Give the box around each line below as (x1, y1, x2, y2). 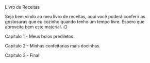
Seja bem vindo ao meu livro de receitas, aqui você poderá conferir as (5, 14, 146, 19)
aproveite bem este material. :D (5, 24, 68, 30)
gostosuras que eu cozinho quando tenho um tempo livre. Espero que (5, 19, 145, 24)
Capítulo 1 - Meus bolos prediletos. (5, 34, 75, 39)
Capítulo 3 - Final (5, 52, 40, 58)
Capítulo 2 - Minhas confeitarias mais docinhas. (5, 43, 100, 48)
